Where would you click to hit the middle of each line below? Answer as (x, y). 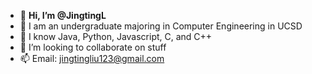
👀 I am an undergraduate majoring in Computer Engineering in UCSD (161, 26)
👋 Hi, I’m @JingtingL (63, 15)
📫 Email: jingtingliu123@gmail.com (92, 58)
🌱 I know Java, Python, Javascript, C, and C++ (116, 36)
